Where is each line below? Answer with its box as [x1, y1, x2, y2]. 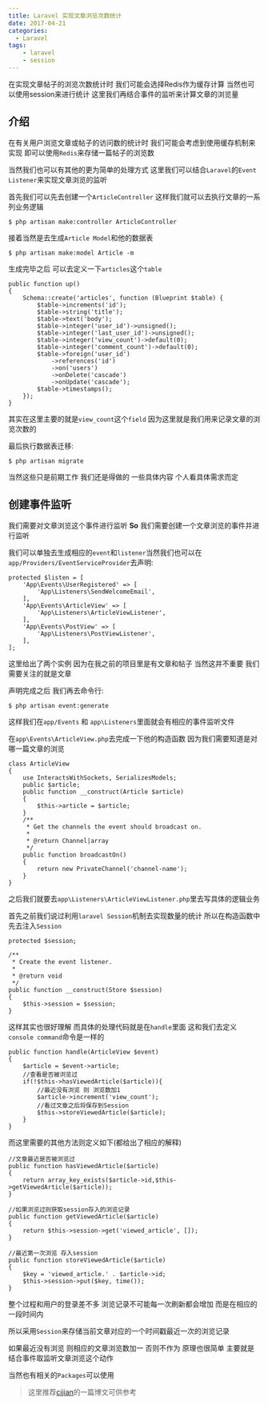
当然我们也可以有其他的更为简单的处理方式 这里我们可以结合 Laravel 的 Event [8, 165, 257, 175]
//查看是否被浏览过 [22, 1070, 78, 1078]
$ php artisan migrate [8, 457, 84, 465]
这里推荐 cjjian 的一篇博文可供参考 [27, 1387, 138, 1397]
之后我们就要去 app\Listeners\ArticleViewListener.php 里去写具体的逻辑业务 [8, 893, 260, 903]
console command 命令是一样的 [8, 1032, 105, 1042]
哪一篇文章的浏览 [8, 744, 65, 753]
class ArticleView [8, 760, 70, 768]
